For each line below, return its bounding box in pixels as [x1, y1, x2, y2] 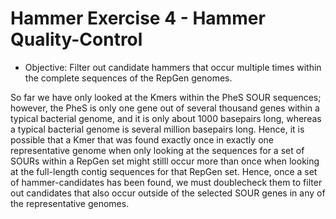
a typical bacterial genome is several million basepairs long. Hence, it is [10, 123, 305, 135]
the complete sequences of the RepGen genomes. [24, 72, 233, 84]
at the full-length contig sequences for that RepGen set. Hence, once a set [10, 165, 318, 177]
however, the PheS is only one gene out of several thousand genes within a [10, 102, 320, 114]
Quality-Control [10, 28, 143, 51]
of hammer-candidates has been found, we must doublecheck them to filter [10, 176, 323, 188]
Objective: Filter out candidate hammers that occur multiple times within [24, 61, 322, 73]
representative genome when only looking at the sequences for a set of [10, 144, 305, 156]
